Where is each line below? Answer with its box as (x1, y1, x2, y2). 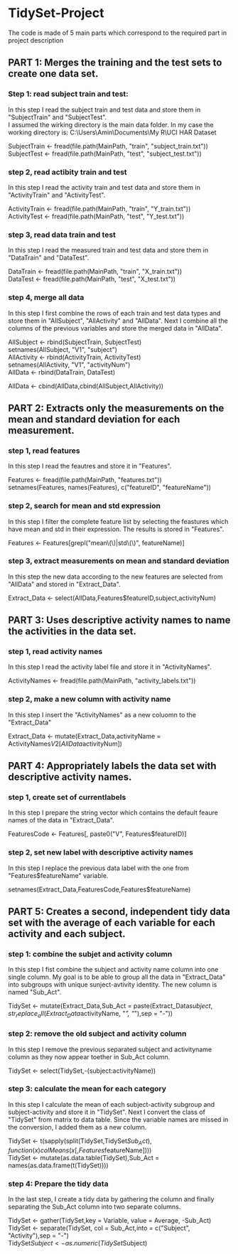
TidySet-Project (8, 5, 105, 21)
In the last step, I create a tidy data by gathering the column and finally (8, 1194, 215, 1203)
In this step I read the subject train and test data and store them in (8, 105, 201, 114)
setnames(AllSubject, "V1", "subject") (8, 345, 118, 353)
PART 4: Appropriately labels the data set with (8, 760, 217, 772)
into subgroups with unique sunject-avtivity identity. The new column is (8, 980, 217, 989)
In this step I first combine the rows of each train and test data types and (8, 309, 221, 317)
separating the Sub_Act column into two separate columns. (8, 1202, 181, 1211)
